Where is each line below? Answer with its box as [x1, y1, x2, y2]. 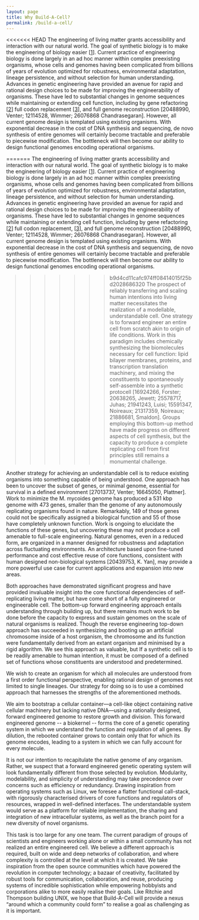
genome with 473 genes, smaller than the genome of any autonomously [6, 501, 182, 508]
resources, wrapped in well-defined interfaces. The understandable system [6, 801, 191, 808]
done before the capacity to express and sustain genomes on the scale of [6, 614, 187, 621]
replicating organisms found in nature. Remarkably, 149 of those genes [6, 508, 179, 515]
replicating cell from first [109, 445, 170, 453]
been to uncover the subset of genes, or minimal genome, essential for [6, 482, 179, 489]
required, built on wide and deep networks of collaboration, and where [6, 850, 179, 857]
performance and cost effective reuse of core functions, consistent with [6, 552, 182, 559]
